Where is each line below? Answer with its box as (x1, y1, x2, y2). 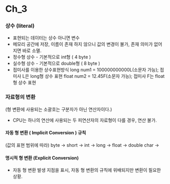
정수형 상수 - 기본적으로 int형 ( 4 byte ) (12, 54, 91, 60)
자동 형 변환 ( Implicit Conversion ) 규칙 (5, 130, 86, 136)
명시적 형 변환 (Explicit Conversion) (5, 154, 79, 161)
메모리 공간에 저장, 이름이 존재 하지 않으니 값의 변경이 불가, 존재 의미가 (12, 41, 153, 48)
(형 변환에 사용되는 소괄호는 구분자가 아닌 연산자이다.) (5, 106, 112, 112)
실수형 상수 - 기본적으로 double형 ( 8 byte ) (12, 60, 101, 66)
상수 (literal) (5, 22, 35, 30)
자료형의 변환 (5, 94, 36, 101)
